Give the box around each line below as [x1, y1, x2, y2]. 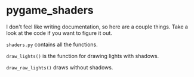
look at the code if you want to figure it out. [6, 29, 112, 36]
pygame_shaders [6, 4, 94, 17]
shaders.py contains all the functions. [6, 41, 98, 48]
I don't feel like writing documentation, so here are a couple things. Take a [6, 23, 188, 30]
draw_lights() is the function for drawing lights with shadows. [6, 52, 159, 59]
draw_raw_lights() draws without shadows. [6, 63, 113, 71]
